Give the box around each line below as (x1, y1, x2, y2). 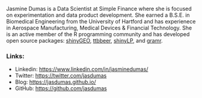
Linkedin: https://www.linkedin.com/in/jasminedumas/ (14, 66, 148, 73)
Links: (6, 52, 25, 60)
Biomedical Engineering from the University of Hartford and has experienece (6, 18, 196, 25)
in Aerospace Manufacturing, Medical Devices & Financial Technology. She (6, 24, 192, 31)
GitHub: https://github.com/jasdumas (14, 85, 107, 92)
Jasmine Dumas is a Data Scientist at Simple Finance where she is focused (6, 5, 192, 12)
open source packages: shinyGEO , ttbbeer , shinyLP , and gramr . (6, 37, 164, 44)
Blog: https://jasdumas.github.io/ (14, 78, 96, 86)
